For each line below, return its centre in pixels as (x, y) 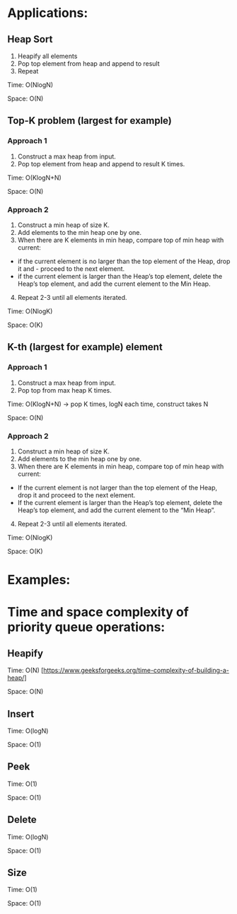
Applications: (48, 13)
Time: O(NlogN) (30, 85)
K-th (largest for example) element (85, 347)
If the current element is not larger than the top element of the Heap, (117, 487)
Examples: (39, 580)
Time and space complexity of (98, 612)
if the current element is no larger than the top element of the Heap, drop (124, 261)
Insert (21, 713)
